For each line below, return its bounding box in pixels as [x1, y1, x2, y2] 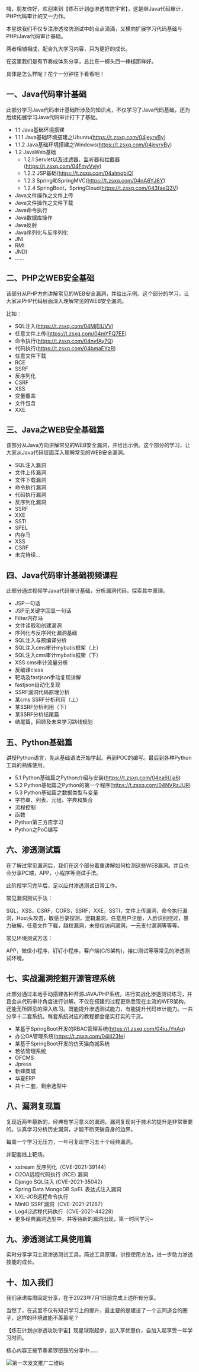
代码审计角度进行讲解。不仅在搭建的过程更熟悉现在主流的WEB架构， [21, 997, 190, 1005]
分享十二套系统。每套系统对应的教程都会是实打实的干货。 [6, 1012, 146, 1019]
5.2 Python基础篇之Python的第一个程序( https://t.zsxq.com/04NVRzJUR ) [14, 782, 191, 789]
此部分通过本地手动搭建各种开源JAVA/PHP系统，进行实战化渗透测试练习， [6, 990, 188, 997]
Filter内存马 [14, 615, 43, 622]
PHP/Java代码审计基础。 [6, 33, 66, 40]
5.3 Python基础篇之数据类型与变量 [14, 789, 99, 796]
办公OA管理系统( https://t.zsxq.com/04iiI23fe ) [14, 1032, 126, 1040]
